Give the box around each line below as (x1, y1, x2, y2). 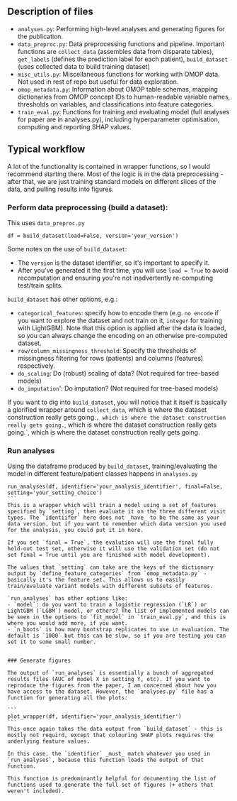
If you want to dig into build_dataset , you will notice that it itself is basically (7, 398, 228, 406)
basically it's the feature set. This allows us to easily (7, 577, 185, 584)
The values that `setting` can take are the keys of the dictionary (7, 564, 214, 571)
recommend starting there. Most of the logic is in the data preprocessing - (7, 170, 224, 178)
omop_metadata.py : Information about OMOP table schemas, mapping (17, 85, 218, 93)
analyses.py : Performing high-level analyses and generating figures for (17, 24, 225, 33)
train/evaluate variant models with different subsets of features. (7, 582, 214, 590)
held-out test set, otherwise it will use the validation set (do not (7, 545, 220, 552)
